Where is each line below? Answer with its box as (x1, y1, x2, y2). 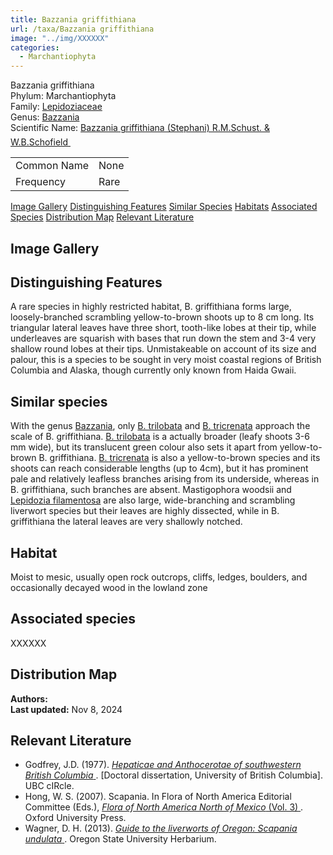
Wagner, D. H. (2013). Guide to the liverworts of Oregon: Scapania (24, 822, 298, 835)
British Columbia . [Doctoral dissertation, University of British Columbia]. (24, 769, 323, 781)
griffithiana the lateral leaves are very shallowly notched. (10, 516, 243, 528)
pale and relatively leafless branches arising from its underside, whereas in (10, 473, 320, 485)
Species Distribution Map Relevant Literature (10, 211, 195, 223)
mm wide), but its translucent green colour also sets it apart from (10, 441, 278, 453)
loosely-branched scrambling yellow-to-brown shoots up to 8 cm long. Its (10, 311, 315, 323)
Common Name (15, 159, 90, 173)
